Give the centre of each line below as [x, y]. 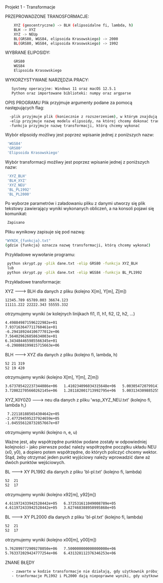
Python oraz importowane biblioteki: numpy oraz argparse [71, 93]
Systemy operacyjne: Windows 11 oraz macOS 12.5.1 [64, 89]
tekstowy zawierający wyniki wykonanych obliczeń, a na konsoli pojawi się [80, 209]
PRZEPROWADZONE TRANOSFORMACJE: [47, 16]
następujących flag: [25, 108]
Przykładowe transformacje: [33, 282]
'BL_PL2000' [19, 194]
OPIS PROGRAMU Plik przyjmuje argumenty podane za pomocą [69, 102]
